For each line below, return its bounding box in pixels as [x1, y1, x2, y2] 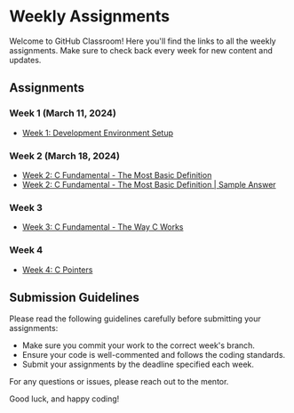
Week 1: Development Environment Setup [21, 127, 174, 138]
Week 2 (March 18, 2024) [9, 150, 120, 162]
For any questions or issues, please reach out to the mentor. [9, 377, 229, 387]
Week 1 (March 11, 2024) [9, 107, 117, 119]
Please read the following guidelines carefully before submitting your [9, 313, 262, 324]
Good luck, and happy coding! [9, 393, 120, 404]
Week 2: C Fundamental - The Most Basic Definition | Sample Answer [21, 179, 277, 190]
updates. [9, 54, 42, 65]
